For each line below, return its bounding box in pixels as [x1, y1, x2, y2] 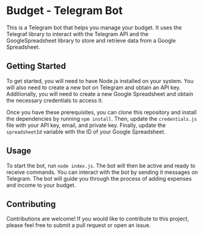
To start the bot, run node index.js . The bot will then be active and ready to [6, 162, 196, 169]
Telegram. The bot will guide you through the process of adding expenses [6, 175, 192, 182]
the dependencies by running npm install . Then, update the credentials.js [6, 115, 197, 122]
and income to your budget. [6, 181, 76, 189]
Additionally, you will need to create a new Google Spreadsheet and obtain [6, 90, 194, 98]
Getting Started [6, 61, 66, 71]
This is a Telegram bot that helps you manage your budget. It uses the [6, 24, 182, 31]
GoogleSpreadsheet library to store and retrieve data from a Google [6, 37, 176, 44]
